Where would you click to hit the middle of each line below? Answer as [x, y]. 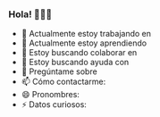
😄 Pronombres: [50, 95]
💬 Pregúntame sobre [59, 71]
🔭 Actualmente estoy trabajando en [86, 34]
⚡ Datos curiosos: [54, 104]
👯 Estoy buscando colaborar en [79, 53]
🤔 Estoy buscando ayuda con [75, 63]
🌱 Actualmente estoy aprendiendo [84, 43]
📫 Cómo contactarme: [63, 82]
